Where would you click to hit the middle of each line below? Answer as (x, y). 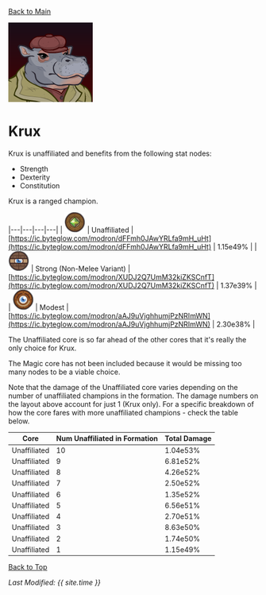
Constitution (40, 185)
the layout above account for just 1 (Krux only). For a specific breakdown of (131, 404)
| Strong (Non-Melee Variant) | (81, 269)
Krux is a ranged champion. (53, 201)
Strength (34, 168)
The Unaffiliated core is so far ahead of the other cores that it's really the (127, 339)
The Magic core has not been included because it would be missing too (125, 363)
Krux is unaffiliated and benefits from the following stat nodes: (110, 153)
